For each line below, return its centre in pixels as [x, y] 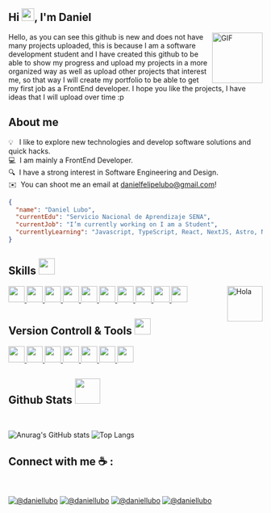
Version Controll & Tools [70, 331]
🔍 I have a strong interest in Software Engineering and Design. [114, 172]
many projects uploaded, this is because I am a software [102, 45]
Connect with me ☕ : [61, 461]
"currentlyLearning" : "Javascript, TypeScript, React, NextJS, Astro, [137, 232]
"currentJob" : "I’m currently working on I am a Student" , [117, 225]
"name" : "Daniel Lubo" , [55, 210]
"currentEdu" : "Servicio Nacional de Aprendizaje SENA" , [113, 217]
